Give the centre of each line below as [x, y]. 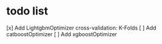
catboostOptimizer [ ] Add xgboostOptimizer [62, 34]
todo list [27, 11]
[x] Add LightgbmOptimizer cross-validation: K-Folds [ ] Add [81, 28]
